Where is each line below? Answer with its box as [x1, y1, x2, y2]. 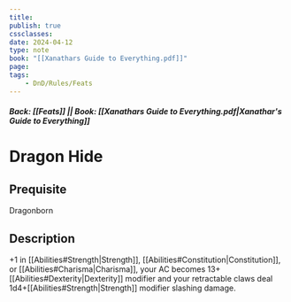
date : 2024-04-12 [9, 37, 73, 47]
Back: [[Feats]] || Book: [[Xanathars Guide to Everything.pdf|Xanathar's [9, 106, 283, 117]
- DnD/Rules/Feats [25, 79, 93, 88]
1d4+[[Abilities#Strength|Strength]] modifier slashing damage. [9, 283, 236, 293]
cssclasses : [9, 29, 53, 38]
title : [9, 12, 34, 22]
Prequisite [9, 182, 67, 197]
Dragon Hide [9, 147, 103, 166]
